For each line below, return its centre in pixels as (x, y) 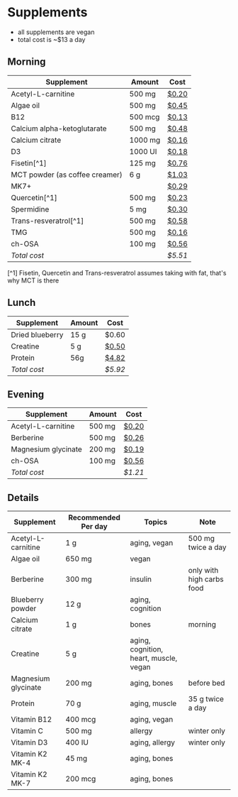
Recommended (94, 517)
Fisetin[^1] (29, 163)
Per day (94, 527)
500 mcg (144, 116)
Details (23, 498)
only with (203, 571)
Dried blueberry (37, 334)
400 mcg (81, 720)
